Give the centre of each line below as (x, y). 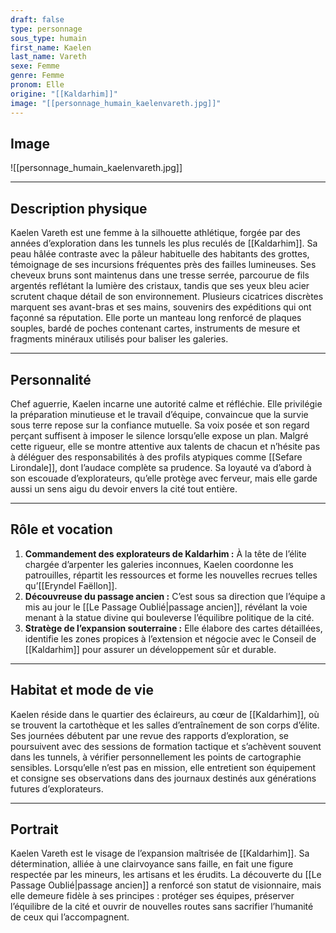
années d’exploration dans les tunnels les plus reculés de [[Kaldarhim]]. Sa (164, 243)
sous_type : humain (48, 38)
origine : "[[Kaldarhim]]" (64, 94)
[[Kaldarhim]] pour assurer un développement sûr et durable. (150, 649)
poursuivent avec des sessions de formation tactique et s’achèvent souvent (166, 746)
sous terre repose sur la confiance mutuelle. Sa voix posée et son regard (160, 425)
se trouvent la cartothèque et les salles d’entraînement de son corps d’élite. (165, 725)
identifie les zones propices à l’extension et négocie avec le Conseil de (170, 638)
